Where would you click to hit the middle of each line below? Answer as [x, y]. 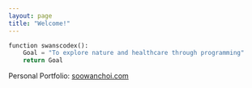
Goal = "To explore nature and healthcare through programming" [134, 53]
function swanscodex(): [49, 45]
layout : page [30, 16]
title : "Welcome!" [39, 23]
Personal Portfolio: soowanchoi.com [69, 76]
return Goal [43, 61]
